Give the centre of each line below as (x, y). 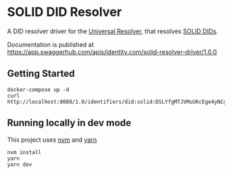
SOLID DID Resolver (65, 12)
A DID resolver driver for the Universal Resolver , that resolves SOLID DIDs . (113, 31)
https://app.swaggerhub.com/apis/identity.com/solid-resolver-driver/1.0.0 (112, 52)
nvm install (24, 152)
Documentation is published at (51, 44)
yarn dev (20, 164)
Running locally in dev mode (69, 123)
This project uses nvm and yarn (52, 140)
